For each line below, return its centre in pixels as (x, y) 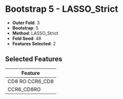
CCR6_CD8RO (24, 89)
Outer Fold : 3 (26, 23)
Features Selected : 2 (34, 43)
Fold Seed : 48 (27, 38)
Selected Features (34, 59)
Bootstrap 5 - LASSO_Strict (62, 9)
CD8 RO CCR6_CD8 (31, 81)
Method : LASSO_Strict (35, 33)
